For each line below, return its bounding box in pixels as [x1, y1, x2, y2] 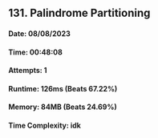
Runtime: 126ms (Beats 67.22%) [8, 83, 118, 93]
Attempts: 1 [8, 66, 47, 75]
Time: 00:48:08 [8, 47, 63, 57]
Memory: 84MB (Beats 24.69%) [8, 102, 118, 112]
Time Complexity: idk [8, 120, 82, 130]
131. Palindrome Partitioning [8, 6, 151, 20]
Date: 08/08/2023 [8, 28, 71, 39]
